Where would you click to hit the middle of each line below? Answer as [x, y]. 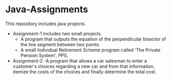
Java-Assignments [47, 9]
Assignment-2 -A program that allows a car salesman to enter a [80, 61]
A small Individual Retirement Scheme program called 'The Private [90, 50]
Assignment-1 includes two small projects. [57, 33]
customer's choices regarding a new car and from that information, [84, 66]
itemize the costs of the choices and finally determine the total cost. [84, 72]
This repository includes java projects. [46, 24]
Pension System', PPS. [44, 55]
